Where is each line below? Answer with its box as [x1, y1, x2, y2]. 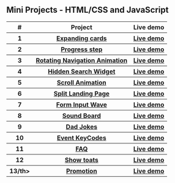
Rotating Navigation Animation [35, 56, 127, 65]
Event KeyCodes [57, 134, 106, 142]
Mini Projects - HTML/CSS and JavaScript [6, 5, 169, 15]
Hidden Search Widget [48, 67, 116, 76]
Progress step [61, 45, 103, 54]
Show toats [64, 156, 99, 164]
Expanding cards [56, 34, 107, 42]
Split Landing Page [53, 89, 110, 98]
